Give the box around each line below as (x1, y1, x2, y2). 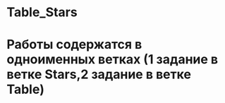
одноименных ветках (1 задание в (6, 51, 219, 68)
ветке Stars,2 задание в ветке (6, 66, 192, 83)
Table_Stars (6, 4, 78, 20)
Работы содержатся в (6, 37, 142, 53)
